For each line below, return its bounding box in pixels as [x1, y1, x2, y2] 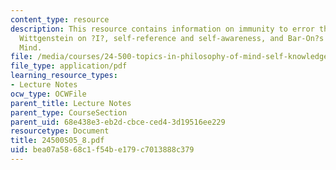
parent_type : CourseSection [10, 107, 128, 118]
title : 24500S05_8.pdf [10, 136, 105, 146]
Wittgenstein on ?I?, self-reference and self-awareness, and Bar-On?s [19, 33, 325, 43]
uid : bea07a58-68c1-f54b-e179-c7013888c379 [10, 145, 195, 155]
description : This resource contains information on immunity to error [10, 24, 315, 34]
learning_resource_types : [10, 71, 118, 81]
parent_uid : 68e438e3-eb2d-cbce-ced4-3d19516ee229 [10, 117, 226, 127]
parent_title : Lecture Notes [10, 98, 132, 108]
